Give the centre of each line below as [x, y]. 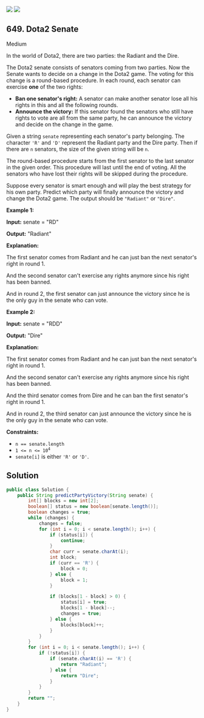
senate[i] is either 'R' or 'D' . [52, 456]
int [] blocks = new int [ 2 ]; [63, 501]
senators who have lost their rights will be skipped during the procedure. [97, 174]
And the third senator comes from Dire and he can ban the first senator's [97, 395]
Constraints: [22, 432]
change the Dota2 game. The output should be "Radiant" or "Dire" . [91, 198]
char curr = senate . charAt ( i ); [89, 552]
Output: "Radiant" [29, 233]
